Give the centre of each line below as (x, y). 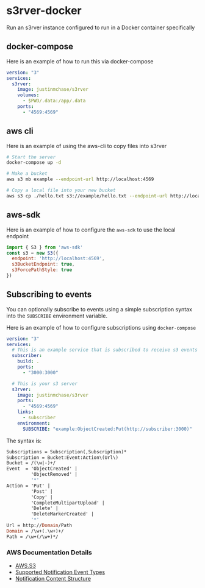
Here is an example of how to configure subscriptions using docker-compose (101, 327)
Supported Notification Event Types (60, 572)
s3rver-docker (44, 11)
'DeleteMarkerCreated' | (63, 514)
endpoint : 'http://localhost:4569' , (58, 259)
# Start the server (31, 157)
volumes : (28, 95)
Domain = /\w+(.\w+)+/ (35, 531)
